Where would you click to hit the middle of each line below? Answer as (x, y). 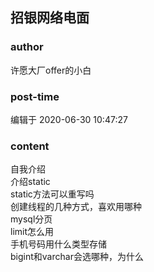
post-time (35, 96)
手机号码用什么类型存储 (58, 244)
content (30, 146)
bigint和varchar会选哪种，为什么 (77, 257)
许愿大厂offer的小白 (51, 70)
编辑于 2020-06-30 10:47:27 (69, 119)
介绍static (30, 182)
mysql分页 (31, 219)
